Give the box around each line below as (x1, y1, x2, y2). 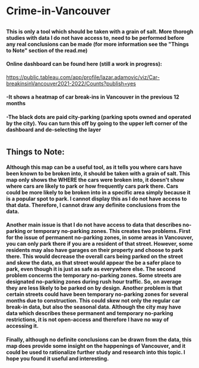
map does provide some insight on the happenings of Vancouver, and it (6, 342, 186, 349)
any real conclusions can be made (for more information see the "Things (6, 40, 189, 48)
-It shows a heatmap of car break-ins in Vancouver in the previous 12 (6, 93, 179, 100)
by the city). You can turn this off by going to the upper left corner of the (6, 119, 188, 127)
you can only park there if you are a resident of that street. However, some (6, 240, 193, 247)
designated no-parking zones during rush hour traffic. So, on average (6, 278, 182, 285)
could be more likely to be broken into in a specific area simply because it (6, 188, 191, 196)
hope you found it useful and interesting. (6, 355, 109, 362)
